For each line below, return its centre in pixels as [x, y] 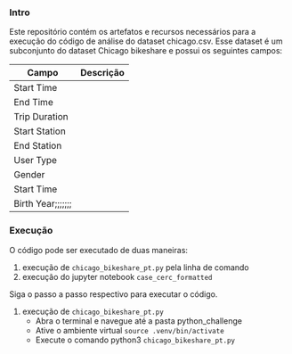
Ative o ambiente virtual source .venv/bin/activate [130, 330]
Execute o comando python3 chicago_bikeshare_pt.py [135, 340]
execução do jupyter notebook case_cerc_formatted [117, 276]
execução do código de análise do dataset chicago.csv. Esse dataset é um [146, 41]
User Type [36, 161]
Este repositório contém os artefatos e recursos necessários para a [133, 32]
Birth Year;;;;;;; [43, 204]
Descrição [102, 73]
